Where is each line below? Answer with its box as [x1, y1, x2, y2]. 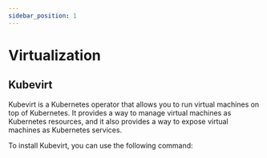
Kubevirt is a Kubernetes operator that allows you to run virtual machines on [8, 99, 260, 109]
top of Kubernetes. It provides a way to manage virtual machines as [8, 107, 232, 117]
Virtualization [8, 46, 102, 64]
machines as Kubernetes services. [8, 125, 123, 135]
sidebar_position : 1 [8, 11, 78, 20]
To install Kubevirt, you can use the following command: [8, 140, 194, 150]
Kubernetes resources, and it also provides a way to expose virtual [8, 116, 229, 126]
